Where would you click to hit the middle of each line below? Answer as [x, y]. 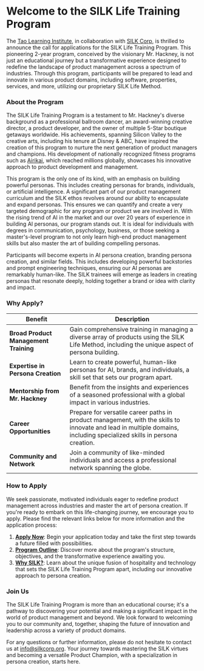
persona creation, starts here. [43, 662]
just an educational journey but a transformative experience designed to [97, 60]
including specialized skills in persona [124, 435]
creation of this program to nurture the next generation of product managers [102, 148]
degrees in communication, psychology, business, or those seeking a [93, 231]
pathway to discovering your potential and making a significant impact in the [102, 611]
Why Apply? [25, 304]
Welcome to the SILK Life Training [93, 11]
